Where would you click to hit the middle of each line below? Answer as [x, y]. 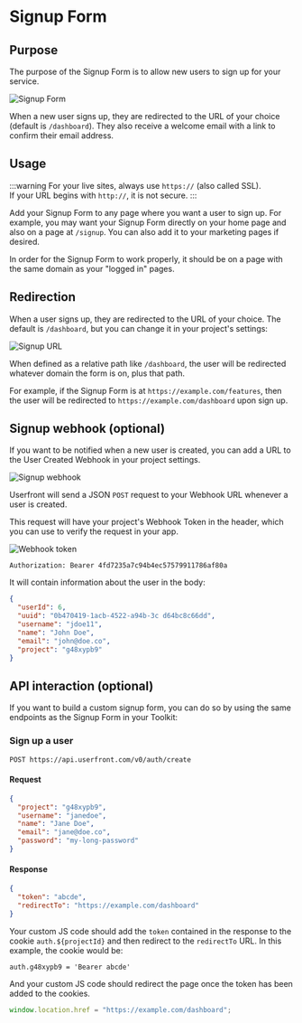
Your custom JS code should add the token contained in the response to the [151, 931]
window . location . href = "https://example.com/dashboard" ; [120, 1009]
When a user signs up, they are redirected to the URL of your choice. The [145, 319]
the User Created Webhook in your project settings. [105, 460]
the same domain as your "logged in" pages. [92, 268]
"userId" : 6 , [42, 607]
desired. [25, 241]
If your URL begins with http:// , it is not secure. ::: [103, 195]
